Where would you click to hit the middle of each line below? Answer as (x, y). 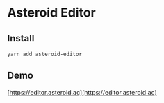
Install (21, 38)
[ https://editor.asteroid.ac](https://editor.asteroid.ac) (82, 92)
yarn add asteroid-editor (44, 54)
